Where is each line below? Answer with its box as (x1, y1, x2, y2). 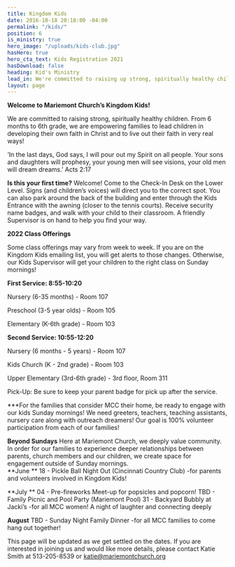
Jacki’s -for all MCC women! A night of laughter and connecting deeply (7, 503, 212, 511)
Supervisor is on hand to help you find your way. (7, 216, 147, 225)
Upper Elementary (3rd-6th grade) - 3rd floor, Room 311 (7, 374, 168, 382)
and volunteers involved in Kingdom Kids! (7, 474, 127, 483)
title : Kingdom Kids (7, 10, 68, 17)
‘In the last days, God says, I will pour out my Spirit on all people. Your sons (7, 150, 224, 159)
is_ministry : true (7, 36, 61, 43)
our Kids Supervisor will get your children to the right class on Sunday (7, 258, 208, 267)
